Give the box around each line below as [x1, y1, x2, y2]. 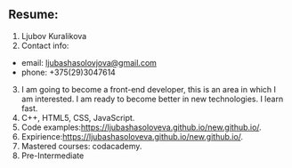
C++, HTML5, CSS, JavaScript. [20, 112, 135, 123]
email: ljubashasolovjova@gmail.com [20, 57, 158, 68]
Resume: [8, 7, 59, 22]
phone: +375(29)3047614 [20, 67, 117, 77]
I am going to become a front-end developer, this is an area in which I [20, 84, 277, 94]
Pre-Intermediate [20, 150, 85, 161]
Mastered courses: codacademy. [20, 140, 142, 151]
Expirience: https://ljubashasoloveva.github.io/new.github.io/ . [20, 131, 244, 141]
